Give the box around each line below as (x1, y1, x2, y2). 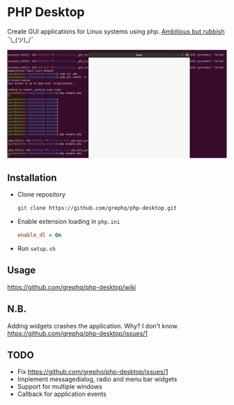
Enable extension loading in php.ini (17, 217, 120, 226)
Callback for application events (17, 390, 107, 398)
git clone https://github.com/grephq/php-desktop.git (17, 205, 177, 212)
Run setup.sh (17, 245, 56, 253)
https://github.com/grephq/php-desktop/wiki (7, 283, 136, 291)
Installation (7, 171, 57, 183)
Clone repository (17, 190, 66, 199)
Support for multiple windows (17, 383, 102, 391)
